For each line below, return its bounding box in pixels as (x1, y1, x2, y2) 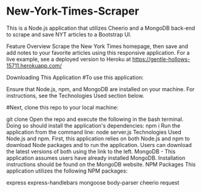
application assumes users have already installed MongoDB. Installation (6, 154, 186, 162)
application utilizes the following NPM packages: (6, 167, 128, 174)
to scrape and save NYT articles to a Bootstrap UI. (6, 30, 132, 38)
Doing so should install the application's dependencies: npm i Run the (6, 122, 181, 129)
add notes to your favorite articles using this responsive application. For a (6, 49, 190, 56)
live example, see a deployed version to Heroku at (6, 55, 132, 63)
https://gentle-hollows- (132, 55, 190, 63)
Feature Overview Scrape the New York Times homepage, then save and (6, 43, 189, 50)
